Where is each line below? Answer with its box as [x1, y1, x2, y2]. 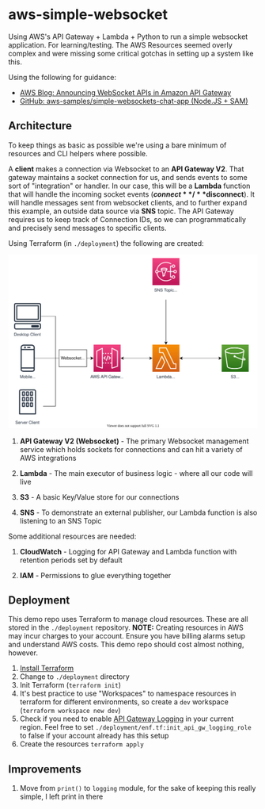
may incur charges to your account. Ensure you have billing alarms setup [8, 631, 246, 641]
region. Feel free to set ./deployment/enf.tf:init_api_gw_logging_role [19, 723, 252, 732]
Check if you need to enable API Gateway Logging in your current [19, 714, 234, 723]
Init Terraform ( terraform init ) [19, 681, 121, 690]
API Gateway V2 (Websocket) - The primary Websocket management [19, 436, 249, 446]
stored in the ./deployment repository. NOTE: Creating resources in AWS [8, 623, 244, 632]
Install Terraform [19, 664, 74, 673]
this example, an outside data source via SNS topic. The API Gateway [8, 206, 235, 216]
